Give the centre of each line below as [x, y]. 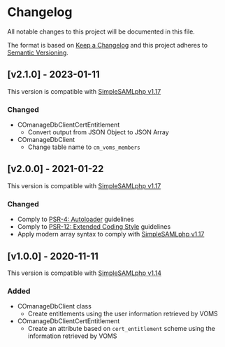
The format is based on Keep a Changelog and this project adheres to [108, 45]
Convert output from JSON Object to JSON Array [98, 132]
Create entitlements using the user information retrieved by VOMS [123, 314]
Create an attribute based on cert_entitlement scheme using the [121, 329]
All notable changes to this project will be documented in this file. [101, 31]
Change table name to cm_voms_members [84, 147]
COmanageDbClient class [55, 306]
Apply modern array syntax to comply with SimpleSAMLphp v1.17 [111, 234]
